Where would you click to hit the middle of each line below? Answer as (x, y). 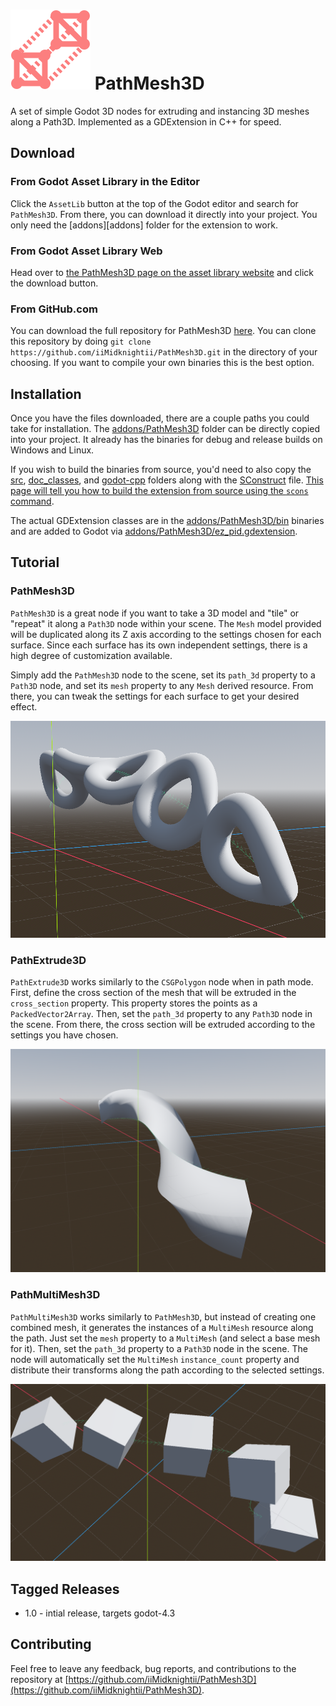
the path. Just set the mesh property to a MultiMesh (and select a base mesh (165, 1338)
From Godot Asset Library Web (86, 251)
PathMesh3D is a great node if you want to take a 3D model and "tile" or (155, 613)
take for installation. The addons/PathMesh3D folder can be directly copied (165, 429)
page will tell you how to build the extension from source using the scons (159, 491)
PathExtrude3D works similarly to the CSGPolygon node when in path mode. (162, 982)
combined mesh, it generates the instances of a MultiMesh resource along (162, 1327)
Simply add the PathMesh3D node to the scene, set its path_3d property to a (163, 675)
